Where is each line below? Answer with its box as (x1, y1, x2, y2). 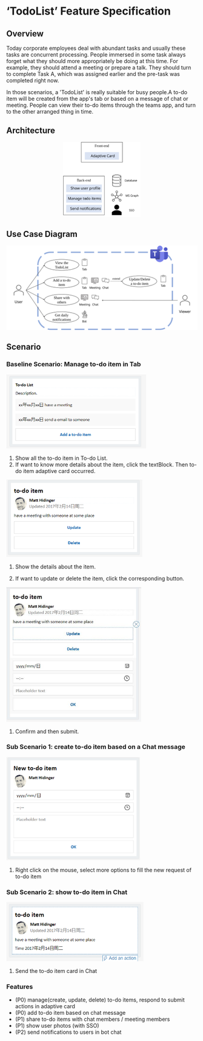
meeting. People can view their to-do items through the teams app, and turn (6, 101, 196, 109)
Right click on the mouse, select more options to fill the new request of (15, 866, 192, 873)
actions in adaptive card (15, 1002, 76, 1009)
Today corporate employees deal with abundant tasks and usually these (6, 44, 186, 52)
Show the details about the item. (15, 563, 96, 570)
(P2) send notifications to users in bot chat (15, 1028, 122, 1036)
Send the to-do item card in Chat (15, 967, 98, 974)
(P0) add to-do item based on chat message (15, 1009, 126, 1016)
